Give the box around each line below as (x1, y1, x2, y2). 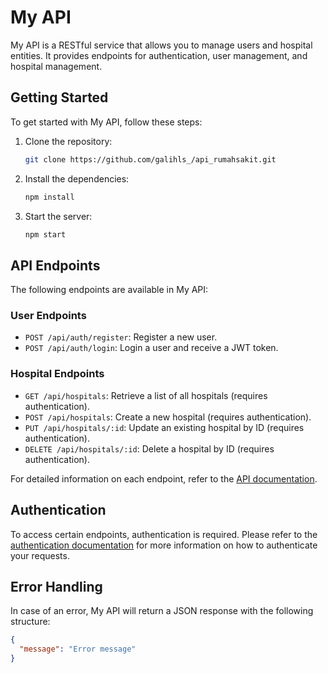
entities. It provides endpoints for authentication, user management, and (10, 49, 308, 61)
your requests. (10, 549, 70, 561)
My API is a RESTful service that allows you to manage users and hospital (10, 39, 313, 51)
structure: (10, 616, 51, 628)
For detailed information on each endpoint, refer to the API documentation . (10, 472, 318, 485)
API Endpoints (10, 257, 101, 274)
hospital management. (10, 60, 103, 72)
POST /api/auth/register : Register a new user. (24, 331, 218, 343)
